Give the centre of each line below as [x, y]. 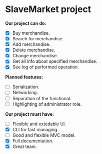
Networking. [25, 93]
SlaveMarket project [48, 9]
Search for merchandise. [38, 38]
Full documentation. [33, 141]
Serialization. [26, 87]
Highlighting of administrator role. [47, 104]
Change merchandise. [35, 56]
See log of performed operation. [45, 67]
